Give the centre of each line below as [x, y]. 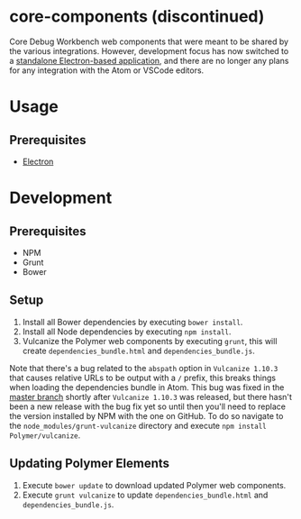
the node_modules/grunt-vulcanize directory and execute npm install [138, 425]
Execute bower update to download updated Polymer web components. [154, 485]
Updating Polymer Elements [89, 464]
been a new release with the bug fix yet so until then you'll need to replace [148, 406]
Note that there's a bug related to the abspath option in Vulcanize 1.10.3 [144, 368]
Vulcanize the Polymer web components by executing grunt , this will [150, 341]
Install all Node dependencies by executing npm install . [127, 332]
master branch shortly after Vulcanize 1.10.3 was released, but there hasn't [151, 396]
